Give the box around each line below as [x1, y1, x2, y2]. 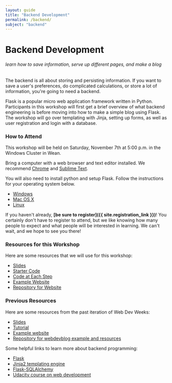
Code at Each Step [12, 273, 53, 280]
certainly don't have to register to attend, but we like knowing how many [5, 217, 158, 223]
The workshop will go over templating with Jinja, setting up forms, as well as [5, 114, 167, 121]
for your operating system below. [5, 180, 75, 187]
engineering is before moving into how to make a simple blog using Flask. [5, 109, 161, 115]
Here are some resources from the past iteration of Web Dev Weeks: [5, 309, 150, 315]
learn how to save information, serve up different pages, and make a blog [5, 61, 162, 67]
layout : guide [5, 7, 36, 13]
